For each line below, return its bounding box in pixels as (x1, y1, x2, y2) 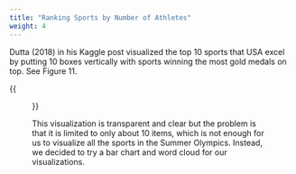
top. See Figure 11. (9, 65, 78, 77)
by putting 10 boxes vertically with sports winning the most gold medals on (9, 56, 287, 67)
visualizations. (32, 156, 86, 167)
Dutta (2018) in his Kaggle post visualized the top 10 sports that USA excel (9, 46, 285, 57)
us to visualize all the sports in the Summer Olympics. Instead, (32, 137, 264, 148)
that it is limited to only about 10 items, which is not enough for (32, 127, 264, 138)
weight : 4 (9, 22, 47, 31)
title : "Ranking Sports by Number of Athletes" (9, 13, 192, 23)
